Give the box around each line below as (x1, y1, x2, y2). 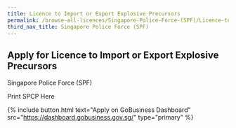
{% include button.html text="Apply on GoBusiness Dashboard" (7, 106, 191, 114)
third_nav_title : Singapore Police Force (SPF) (7, 23, 150, 30)
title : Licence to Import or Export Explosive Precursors (7, 10, 181, 17)
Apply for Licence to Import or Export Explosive (7, 49, 219, 61)
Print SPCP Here (7, 92, 55, 101)
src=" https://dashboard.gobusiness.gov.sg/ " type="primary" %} (7, 113, 195, 122)
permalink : (7, 17, 39, 24)
